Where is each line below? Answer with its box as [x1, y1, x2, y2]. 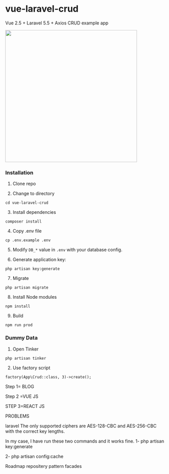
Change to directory [12, 191, 55, 197]
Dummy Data [5, 334, 38, 341]
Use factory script [12, 364, 51, 371]
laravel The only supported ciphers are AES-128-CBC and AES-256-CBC [5, 423, 157, 429]
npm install [5, 304, 30, 309]
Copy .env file [12, 228, 42, 234]
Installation [5, 169, 34, 176]
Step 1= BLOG [5, 383, 34, 389]
